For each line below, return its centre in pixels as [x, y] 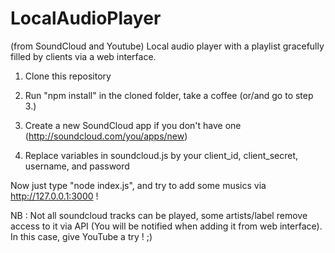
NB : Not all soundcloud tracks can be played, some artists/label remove [159, 215]
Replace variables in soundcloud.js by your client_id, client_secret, [161, 155]
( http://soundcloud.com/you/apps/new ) [106, 136]
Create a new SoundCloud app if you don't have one [133, 125]
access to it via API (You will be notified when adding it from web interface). [166, 226]
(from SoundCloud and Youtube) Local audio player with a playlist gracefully [167, 46]
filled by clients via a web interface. [83, 56]
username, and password [77, 166]
